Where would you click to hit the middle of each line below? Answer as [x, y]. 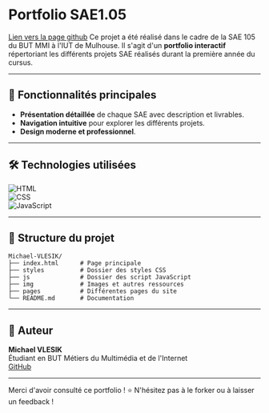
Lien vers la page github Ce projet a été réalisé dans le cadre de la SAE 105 [132, 37]
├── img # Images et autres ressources [96, 285]
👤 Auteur [31, 330]
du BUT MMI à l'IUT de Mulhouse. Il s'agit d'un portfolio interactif [117, 45]
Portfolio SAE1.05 [67, 15]
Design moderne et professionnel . [78, 131]
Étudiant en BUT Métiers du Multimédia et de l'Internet [98, 359]
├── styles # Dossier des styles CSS [87, 271]
